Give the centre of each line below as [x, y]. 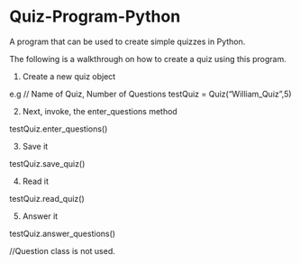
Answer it [40, 216]
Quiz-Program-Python [95, 17]
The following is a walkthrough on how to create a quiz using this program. [148, 59]
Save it [35, 146]
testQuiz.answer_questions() [62, 233]
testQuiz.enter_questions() [59, 129]
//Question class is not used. [62, 250]
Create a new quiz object [69, 76]
